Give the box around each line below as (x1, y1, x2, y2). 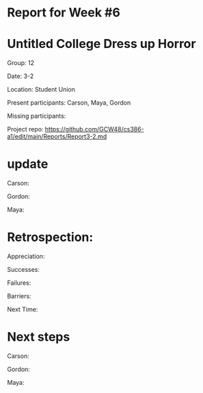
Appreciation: (7, 252, 45, 260)
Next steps (7, 329, 70, 345)
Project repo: (7, 125, 44, 134)
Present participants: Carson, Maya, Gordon (7, 99, 131, 107)
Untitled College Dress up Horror (7, 36, 196, 52)
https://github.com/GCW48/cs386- (44, 125, 145, 134)
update (7, 156, 49, 172)
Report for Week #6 (7, 5, 121, 21)
